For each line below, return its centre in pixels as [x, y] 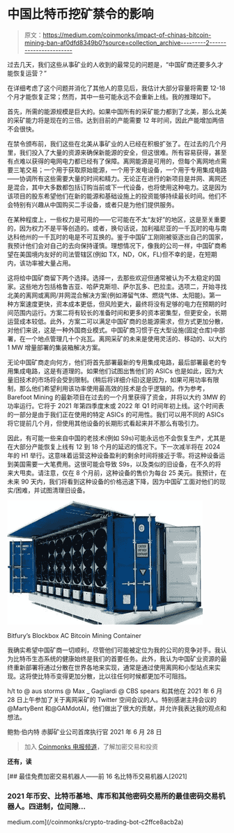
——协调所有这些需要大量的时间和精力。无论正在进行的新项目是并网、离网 [114, 178]
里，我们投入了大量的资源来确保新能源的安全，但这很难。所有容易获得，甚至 [117, 152]
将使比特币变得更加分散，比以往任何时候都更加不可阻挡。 [108, 676]
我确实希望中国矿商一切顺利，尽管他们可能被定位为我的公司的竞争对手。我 [114, 650]
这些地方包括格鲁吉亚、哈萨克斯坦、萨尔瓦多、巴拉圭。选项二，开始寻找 [123, 286]
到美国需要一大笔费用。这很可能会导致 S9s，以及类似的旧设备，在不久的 [111, 464]
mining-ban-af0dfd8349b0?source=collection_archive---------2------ [125, 42]
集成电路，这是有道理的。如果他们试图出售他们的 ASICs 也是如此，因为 [115, 371]
